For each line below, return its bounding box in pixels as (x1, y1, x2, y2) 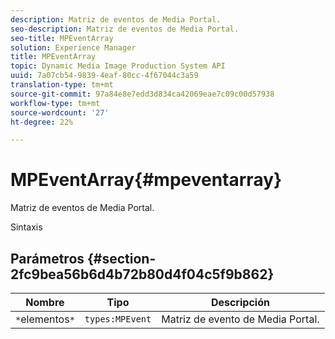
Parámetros (10, 250, 85, 267)
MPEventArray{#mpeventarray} (10, 169, 283, 191)
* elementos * (15, 312, 75, 326)
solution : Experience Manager (10, 42, 137, 53)
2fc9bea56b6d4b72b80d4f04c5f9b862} (10, 266, 275, 283)
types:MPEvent (84, 314, 152, 325)
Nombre (25, 296, 65, 309)
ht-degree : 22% (10, 117, 74, 127)
